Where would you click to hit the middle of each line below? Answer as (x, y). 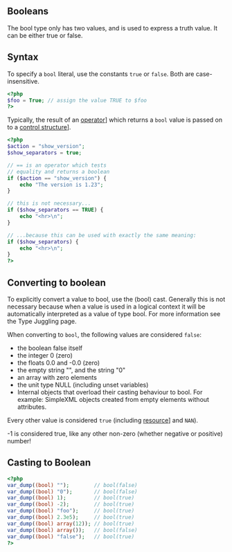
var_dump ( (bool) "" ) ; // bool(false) (72, 485)
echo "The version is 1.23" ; (62, 185)
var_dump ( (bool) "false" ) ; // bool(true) (71, 536)
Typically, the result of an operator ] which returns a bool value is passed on (115, 120)
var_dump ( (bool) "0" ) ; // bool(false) (72, 491)
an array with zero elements (57, 377)
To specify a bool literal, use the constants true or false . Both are (101, 74)
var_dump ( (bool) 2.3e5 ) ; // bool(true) (71, 517)
